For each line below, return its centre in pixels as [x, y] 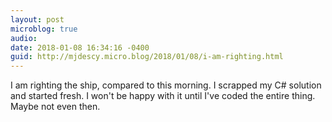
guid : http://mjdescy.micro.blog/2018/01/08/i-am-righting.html [147, 57]
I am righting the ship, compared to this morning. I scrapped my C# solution [166, 85]
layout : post [37, 19]
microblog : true [44, 29]
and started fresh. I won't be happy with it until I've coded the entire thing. [163, 96]
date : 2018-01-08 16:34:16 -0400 [80, 47]
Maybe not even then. [55, 107]
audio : [24, 38]
